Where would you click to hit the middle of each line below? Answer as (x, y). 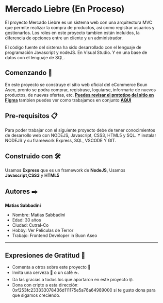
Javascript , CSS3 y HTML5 (32, 175)
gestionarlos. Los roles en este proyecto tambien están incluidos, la (72, 33)
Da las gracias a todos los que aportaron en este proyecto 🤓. (73, 279)
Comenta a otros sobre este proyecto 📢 (51, 267)
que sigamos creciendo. (36, 295)
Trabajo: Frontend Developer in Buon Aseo (55, 236)
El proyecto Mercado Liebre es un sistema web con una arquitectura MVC (79, 22)
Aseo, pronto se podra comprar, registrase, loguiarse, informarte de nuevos (81, 90)
